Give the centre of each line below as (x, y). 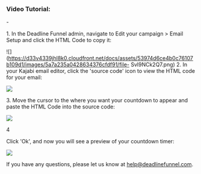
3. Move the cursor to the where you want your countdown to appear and (97, 101)
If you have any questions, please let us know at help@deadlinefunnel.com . (100, 164)
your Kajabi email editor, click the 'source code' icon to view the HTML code (101, 71)
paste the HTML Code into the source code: (61, 107)
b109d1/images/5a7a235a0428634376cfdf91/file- (68, 64)
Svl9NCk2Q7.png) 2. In (159, 64)
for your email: (24, 78)
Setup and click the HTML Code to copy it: (59, 40)
